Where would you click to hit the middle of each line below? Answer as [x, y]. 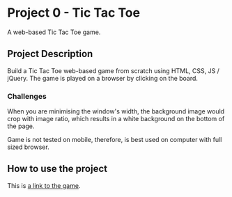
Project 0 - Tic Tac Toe [74, 13]
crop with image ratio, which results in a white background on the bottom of [116, 119]
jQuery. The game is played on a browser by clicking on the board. [103, 78]
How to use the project [57, 169]
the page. [21, 126]
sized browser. [29, 147]
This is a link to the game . [44, 185]
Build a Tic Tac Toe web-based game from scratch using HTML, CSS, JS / [113, 70]
